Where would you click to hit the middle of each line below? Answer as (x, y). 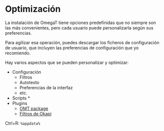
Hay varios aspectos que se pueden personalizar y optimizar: (67, 62)
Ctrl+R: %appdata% (23, 123)
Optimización (33, 9)
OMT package (34, 108)
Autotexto (29, 82)
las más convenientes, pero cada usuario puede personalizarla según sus (79, 27)
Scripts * (21, 98)
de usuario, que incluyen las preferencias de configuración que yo (72, 48)
